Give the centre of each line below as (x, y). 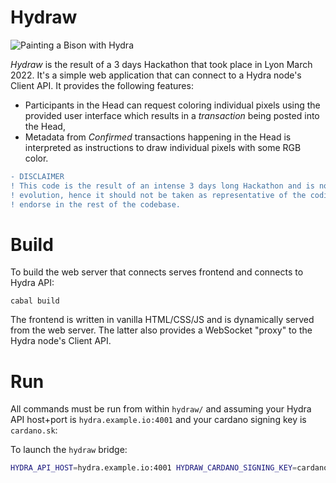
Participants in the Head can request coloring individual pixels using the (172, 105)
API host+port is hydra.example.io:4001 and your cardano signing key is (158, 420)
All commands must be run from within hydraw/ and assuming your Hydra (161, 409)
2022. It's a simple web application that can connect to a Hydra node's (156, 75)
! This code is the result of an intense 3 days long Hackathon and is (162, 186)
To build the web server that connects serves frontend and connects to (157, 272)
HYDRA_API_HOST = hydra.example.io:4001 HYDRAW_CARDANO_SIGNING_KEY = (154, 468)
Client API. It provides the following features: (102, 85)
